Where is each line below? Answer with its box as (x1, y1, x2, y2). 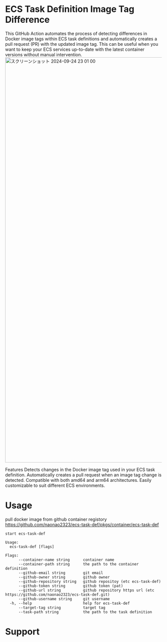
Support (5, 626, 40, 638)
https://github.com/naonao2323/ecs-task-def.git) (5, 592, 110, 597)
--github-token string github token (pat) (18, 583, 123, 588)
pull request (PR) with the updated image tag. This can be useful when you (5, 41, 158, 47)
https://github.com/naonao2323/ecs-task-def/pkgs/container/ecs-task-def (5, 521, 159, 528)
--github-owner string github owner (18, 574, 110, 580)
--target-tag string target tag (18, 605, 106, 610)
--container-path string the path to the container (18, 561, 139, 566)
